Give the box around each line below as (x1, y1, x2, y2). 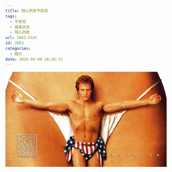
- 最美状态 (10, 24, 30, 30)
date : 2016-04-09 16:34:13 (5, 57, 63, 62)
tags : (5, 13, 17, 19)
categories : (5, 46, 31, 51)
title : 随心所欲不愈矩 (5, 8, 49, 13)
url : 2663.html (5, 35, 38, 40)
